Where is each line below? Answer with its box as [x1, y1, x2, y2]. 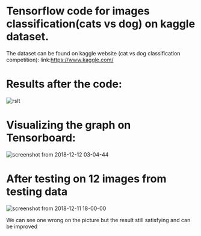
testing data [6, 185, 68, 198]
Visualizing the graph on [6, 119, 131, 132]
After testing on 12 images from [6, 172, 167, 185]
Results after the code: [6, 77, 122, 91]
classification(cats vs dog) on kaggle [6, 17, 196, 31]
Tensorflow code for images [6, 4, 150, 18]
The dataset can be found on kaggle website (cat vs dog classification [6, 49, 181, 57]
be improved [6, 223, 38, 230]
